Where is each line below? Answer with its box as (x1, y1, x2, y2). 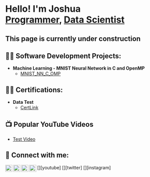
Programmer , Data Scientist (5, 14, 125, 26)
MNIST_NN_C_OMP (20, 71, 61, 77)
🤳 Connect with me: (5, 151, 69, 160)
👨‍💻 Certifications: (5, 85, 63, 94)
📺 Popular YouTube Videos (5, 120, 93, 128)
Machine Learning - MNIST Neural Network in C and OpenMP (12, 65, 145, 72)
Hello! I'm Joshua (5, 3, 81, 15)
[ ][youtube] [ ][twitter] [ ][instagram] (37, 164, 111, 170)
